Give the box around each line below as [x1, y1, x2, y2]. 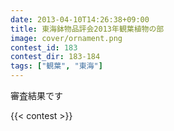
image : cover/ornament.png [10, 33, 123, 43]
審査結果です [10, 90, 63, 101]
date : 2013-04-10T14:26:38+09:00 [10, 14, 150, 25]
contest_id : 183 [10, 42, 78, 53]
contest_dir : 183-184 [10, 52, 101, 62]
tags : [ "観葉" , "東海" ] [10, 61, 103, 71]
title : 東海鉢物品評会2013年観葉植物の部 [10, 24, 165, 34]
